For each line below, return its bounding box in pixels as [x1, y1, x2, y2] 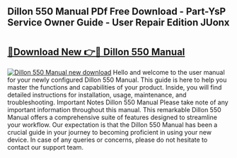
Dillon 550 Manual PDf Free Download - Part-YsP [7, 6, 226, 18]
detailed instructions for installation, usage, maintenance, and [7, 91, 187, 99]
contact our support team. [7, 143, 83, 151]
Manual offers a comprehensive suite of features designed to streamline [7, 113, 218, 121]
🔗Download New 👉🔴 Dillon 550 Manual [7, 46, 185, 58]
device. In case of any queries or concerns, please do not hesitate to [7, 135, 208, 144]
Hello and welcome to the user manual [112, 68, 225, 76]
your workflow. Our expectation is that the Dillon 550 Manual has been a [7, 121, 218, 129]
